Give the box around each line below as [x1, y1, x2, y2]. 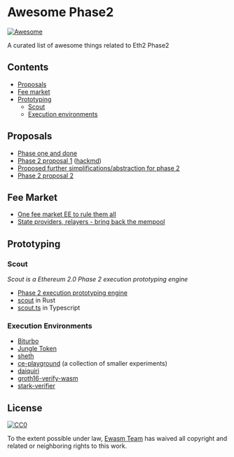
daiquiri [17, 366, 40, 376]
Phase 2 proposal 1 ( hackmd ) [17, 156, 102, 165]
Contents [7, 61, 49, 74]
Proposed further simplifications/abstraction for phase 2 [17, 164, 180, 172]
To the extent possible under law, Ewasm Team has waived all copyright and [7, 435, 228, 443]
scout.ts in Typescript [17, 303, 81, 312]
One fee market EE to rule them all [17, 210, 117, 218]
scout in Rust [17, 296, 56, 305]
